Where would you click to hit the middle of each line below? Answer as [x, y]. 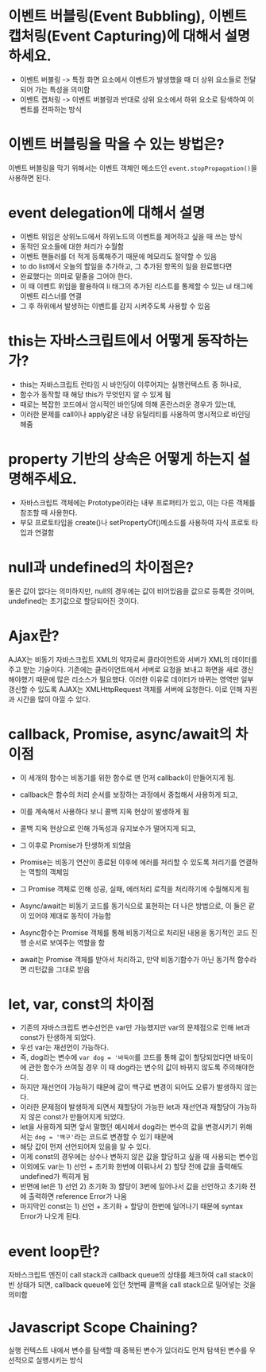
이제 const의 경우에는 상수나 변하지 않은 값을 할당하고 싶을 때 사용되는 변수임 [139, 1157]
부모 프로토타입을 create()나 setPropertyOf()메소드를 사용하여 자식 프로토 [135, 522]
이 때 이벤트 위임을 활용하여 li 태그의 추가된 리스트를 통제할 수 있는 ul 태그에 [136, 286]
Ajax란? [34, 636]
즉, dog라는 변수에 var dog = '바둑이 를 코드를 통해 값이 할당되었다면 [126, 1057]
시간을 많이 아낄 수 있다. [54, 699]
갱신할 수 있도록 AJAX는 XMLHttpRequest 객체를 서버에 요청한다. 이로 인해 [125, 689]
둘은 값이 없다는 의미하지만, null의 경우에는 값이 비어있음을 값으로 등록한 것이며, [131, 591]
